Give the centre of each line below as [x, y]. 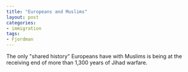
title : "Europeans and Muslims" [47, 12]
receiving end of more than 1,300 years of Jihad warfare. [77, 62]
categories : [21, 23]
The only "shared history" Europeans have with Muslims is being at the [94, 56]
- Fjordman [20, 39]
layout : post [23, 17]
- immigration [24, 28]
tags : [13, 34]
